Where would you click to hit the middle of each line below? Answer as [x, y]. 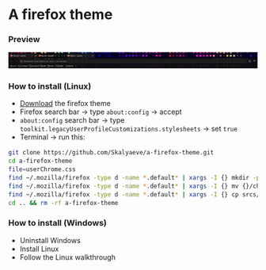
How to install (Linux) [50, 86]
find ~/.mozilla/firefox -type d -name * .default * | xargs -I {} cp [123, 194]
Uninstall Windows [50, 240]
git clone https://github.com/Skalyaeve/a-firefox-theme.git [111, 153]
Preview [24, 40]
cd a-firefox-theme [40, 161]
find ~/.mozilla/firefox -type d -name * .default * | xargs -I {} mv [123, 186]
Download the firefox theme [65, 104]
